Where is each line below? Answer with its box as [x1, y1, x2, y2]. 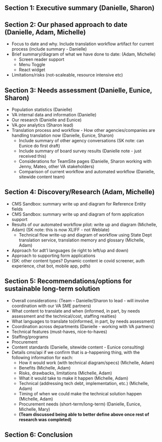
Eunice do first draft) [18, 143, 60, 149]
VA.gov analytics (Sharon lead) [11, 122, 74, 128]
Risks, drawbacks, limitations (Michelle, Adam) [18, 370, 113, 376]
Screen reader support [18, 56, 65, 62]
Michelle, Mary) [18, 406, 50, 412]
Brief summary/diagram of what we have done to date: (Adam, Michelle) [11, 51, 156, 57]
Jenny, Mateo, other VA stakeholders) [18, 164, 95, 169]
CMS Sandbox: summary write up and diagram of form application [11, 211, 144, 217]
